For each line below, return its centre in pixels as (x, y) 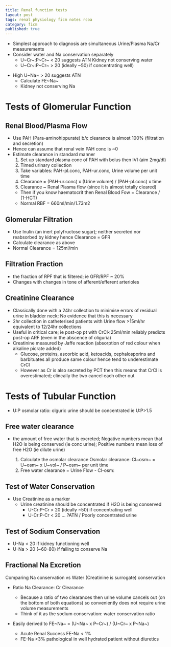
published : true (22, 29)
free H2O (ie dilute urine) (39, 450)
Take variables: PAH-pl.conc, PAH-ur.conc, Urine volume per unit (89, 171)
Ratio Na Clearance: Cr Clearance (48, 587)
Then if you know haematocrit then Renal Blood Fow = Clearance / (90, 192)
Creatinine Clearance (40, 298)
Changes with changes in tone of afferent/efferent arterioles (76, 282)
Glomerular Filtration (39, 219)
